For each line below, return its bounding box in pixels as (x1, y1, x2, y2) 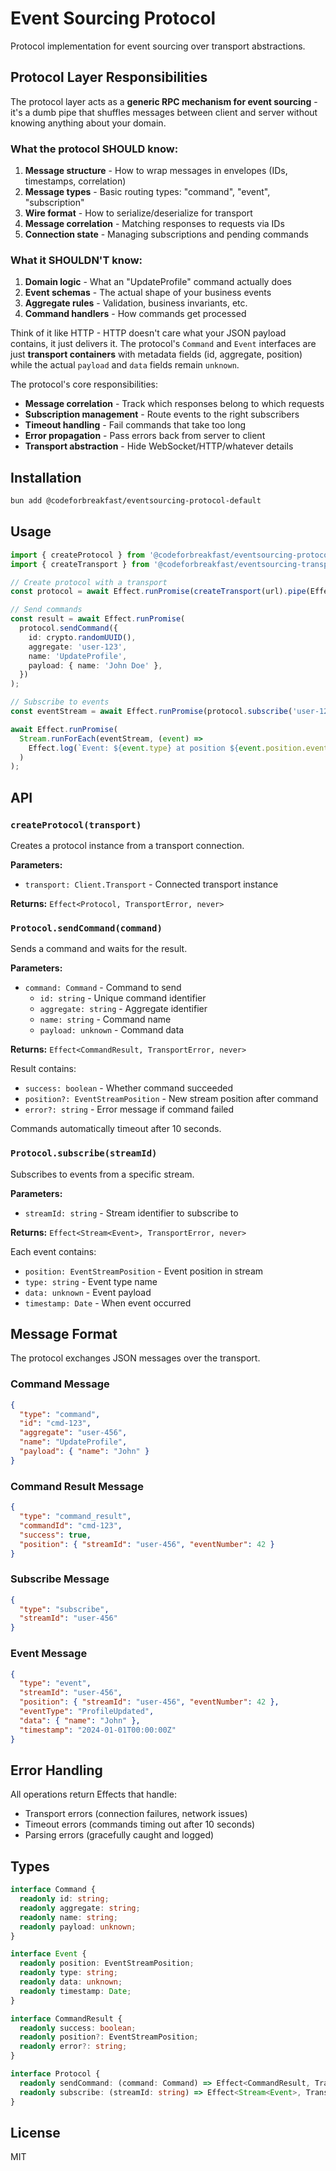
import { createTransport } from (10, 559, 150, 569)
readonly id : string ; (19, 1894, 110, 1904)
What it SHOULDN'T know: (10, 253, 143, 267)
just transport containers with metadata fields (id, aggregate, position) (10, 348, 303, 361)
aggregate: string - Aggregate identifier (39, 1003, 208, 1015)
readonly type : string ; (19, 1968, 118, 1978)
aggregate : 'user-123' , (28, 642, 128, 652)
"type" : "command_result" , (19, 1512, 132, 1522)
